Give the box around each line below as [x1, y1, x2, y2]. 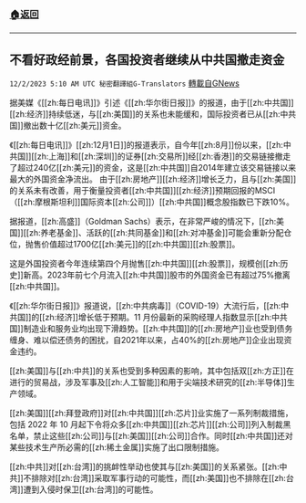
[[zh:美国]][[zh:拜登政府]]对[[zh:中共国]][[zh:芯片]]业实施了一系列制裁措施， [9, 408, 293, 419]
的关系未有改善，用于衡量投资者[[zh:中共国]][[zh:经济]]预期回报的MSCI [9, 185, 276, 196]
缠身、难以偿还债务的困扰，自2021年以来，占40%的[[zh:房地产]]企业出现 [9, 335, 284, 346]
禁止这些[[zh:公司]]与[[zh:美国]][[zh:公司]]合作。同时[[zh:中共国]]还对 [33, 431, 293, 442]
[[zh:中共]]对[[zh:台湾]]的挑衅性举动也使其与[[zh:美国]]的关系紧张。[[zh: [9, 461, 280, 472]
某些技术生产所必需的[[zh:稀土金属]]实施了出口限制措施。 [9, 442, 225, 453]
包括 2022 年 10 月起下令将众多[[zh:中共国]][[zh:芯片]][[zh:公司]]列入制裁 [9, 419, 284, 430]
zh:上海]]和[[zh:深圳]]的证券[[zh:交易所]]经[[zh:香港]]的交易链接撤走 [36, 151, 291, 162]
